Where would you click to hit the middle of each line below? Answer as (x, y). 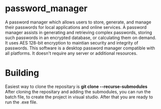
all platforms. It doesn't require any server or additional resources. (71, 53)
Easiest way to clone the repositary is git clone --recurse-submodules (76, 87)
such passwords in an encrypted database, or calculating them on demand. (81, 38)
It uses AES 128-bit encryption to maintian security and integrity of (72, 43)
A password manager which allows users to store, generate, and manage (78, 22)
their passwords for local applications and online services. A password (76, 27)
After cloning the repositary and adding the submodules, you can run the (78, 91)
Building (22, 73)
